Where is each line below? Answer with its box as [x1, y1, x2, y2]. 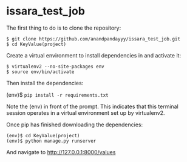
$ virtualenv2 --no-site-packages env [6, 63, 104, 70]
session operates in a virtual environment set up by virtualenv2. [6, 109, 165, 116]
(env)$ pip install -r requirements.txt [6, 91, 109, 98]
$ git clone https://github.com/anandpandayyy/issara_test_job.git [6, 36, 181, 42]
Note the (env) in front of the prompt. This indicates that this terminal [6, 103, 179, 110]
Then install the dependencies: [6, 79, 84, 86]
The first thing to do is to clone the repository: [6, 24, 121, 31]
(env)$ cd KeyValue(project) [6, 132, 80, 138]
